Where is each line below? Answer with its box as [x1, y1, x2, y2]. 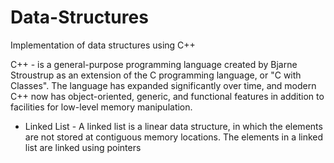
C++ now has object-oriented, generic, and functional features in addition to [10, 90, 325, 102]
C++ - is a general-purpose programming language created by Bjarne [10, 58, 298, 70]
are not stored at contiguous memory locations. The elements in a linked [24, 131, 324, 143]
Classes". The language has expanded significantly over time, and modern [10, 79, 317, 91]
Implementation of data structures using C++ [10, 39, 196, 51]
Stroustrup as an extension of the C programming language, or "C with [10, 69, 302, 81]
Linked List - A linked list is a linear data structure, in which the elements [24, 120, 323, 132]
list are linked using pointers [24, 141, 142, 153]
